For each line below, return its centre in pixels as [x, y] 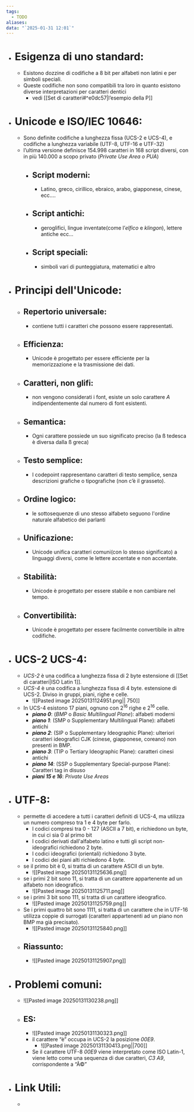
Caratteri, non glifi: [58, 383]
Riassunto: [43, 946]
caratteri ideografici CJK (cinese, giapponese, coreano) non [104, 739]
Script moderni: [61, 175]
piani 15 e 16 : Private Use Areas [70, 776]
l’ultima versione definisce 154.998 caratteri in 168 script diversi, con [106, 151]
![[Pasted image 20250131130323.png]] [79, 1033]
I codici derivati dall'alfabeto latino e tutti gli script [92, 841]
